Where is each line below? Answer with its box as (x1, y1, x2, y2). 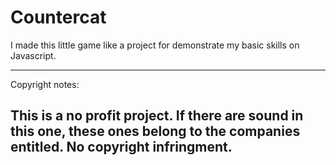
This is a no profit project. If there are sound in (10, 107, 304, 125)
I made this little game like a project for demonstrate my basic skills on (10, 39, 300, 51)
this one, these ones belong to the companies (10, 123, 301, 140)
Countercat (10, 6, 107, 29)
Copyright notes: (10, 78, 80, 90)
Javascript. (10, 49, 57, 61)
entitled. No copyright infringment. (10, 139, 233, 156)
